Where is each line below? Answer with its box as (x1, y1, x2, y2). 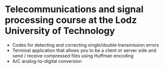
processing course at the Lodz (5, 14, 137, 26)
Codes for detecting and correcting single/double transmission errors (12, 42, 159, 48)
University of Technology (5, 25, 115, 37)
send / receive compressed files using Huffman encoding (12, 52, 134, 59)
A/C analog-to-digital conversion (12, 58, 82, 64)
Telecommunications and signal (5, 4, 144, 15)
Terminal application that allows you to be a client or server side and (12, 47, 157, 53)
